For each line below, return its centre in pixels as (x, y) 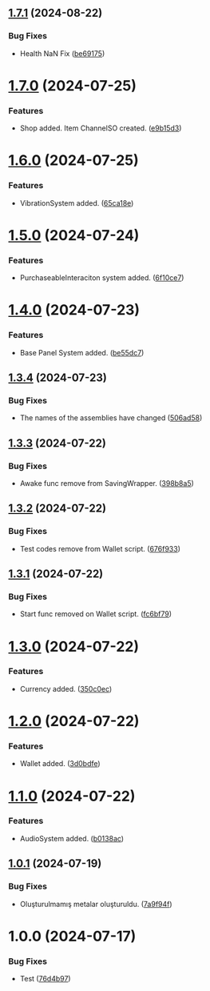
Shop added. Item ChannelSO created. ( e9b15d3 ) (101, 128)
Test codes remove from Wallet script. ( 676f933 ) (100, 548)
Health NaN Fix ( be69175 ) (62, 53)
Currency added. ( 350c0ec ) (66, 688)
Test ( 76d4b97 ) (45, 979)
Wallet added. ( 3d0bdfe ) (60, 764)
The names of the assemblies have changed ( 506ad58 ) (111, 418)
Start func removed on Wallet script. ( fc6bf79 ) (96, 614)
